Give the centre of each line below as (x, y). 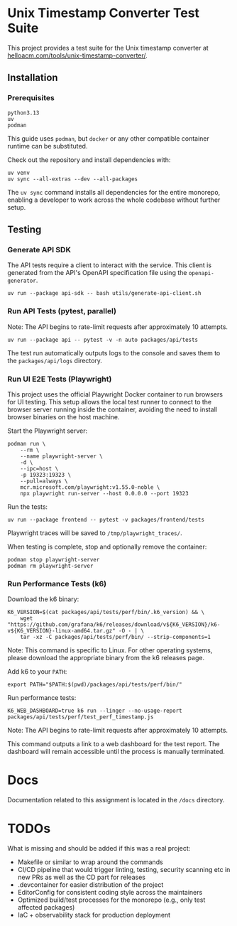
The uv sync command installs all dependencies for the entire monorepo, (114, 192)
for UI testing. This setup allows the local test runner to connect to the (110, 402)
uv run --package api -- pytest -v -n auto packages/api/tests (103, 340)
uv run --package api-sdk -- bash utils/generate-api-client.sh (104, 294)
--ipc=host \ (39, 468)
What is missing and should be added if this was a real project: (99, 849)
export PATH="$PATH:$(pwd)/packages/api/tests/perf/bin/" (95, 685)
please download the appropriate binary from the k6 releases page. (106, 658)
